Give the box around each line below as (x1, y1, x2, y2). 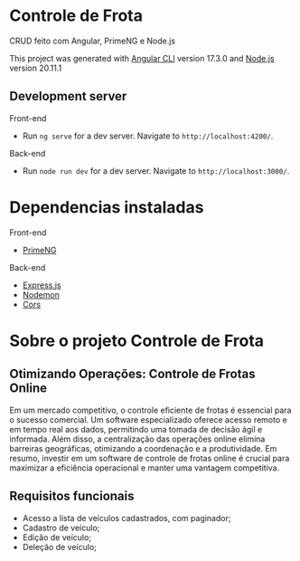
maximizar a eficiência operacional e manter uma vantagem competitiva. (9, 462, 280, 473)
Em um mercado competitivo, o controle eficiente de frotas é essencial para (9, 404, 292, 415)
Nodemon (22, 289, 61, 300)
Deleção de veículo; (22, 541, 98, 552)
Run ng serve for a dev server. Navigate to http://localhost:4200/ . (22, 130, 274, 141)
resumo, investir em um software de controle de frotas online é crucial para (9, 452, 290, 463)
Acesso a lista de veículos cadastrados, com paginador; (22, 512, 231, 523)
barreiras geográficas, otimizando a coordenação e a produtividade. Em (9, 442, 277, 453)
